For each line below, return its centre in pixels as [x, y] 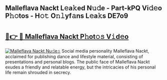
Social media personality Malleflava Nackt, [105, 51]
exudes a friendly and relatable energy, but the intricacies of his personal [80, 67]
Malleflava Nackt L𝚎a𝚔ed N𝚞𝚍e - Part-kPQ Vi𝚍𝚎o [84, 8]
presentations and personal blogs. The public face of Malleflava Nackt [77, 62]
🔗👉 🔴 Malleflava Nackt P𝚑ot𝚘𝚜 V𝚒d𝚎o [67, 37]
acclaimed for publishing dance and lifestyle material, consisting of [74, 56]
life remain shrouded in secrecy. [38, 72]
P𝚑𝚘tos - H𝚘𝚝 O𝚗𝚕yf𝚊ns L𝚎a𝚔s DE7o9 [67, 16]
